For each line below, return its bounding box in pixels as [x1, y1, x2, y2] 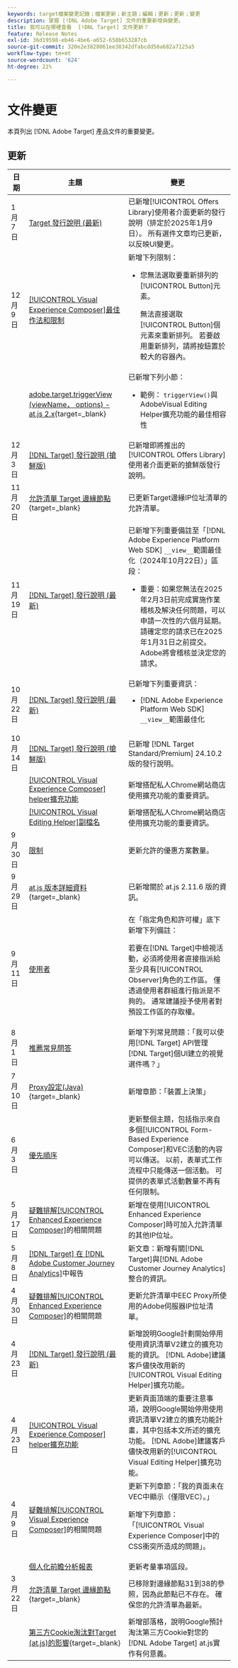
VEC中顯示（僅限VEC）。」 [127, 1492, 214, 1502]
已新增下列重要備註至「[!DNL [127, 526, 226, 535]
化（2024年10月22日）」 [127, 556, 211, 566]
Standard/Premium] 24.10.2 [127, 749, 222, 759]
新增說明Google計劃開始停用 [127, 1329, 224, 1339]
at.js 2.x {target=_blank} [28, 409, 107, 419]
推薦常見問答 [28, 1043, 72, 1053]
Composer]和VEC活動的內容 [127, 1145, 223, 1155]
